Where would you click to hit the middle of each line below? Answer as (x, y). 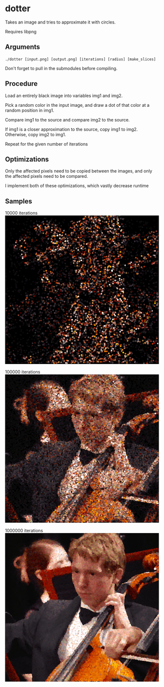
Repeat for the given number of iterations (46, 144)
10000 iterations (21, 213)
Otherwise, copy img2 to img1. (36, 134)
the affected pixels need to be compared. (47, 176)
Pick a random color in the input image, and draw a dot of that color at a (77, 105)
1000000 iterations (24, 531)
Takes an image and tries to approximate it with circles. (61, 22)
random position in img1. (30, 110)
